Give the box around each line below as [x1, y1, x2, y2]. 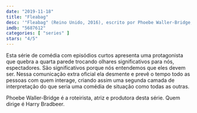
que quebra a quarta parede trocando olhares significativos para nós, [6, 58, 175, 65]
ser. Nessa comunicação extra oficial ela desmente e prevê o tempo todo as [6, 71, 191, 77]
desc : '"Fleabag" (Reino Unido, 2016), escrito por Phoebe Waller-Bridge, [6, 19, 193, 25]
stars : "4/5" [6, 36, 38, 42]
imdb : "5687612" [6, 25, 46, 31]
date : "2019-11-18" [6, 8, 54, 15]
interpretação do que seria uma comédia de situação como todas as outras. [6, 83, 190, 90]
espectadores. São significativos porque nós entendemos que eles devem [6, 64, 186, 71]
